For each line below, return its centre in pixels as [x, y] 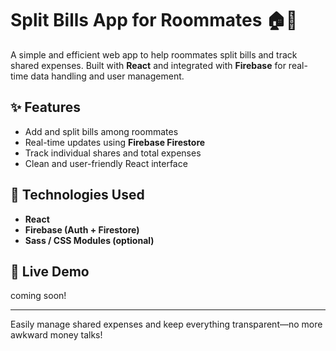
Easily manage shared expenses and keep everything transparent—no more [166, 324]
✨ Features [45, 107]
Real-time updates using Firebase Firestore [115, 142]
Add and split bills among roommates [101, 131]
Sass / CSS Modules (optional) [89, 240]
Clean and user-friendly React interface [106, 163]
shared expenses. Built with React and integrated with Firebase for [148, 65]
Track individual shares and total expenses [113, 153]
